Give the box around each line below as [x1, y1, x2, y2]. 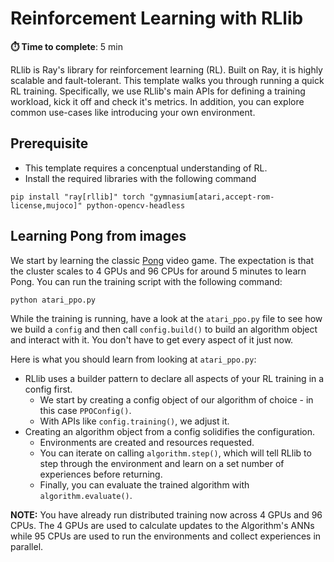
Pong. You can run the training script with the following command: [10, 275, 283, 287]
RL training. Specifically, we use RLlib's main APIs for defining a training [10, 85, 306, 97]
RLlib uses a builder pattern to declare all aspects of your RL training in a [24, 372, 325, 384]
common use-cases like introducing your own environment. [10, 106, 256, 118]
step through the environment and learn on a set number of [39, 457, 285, 469]
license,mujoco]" [10, 200, 83, 211]
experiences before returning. [39, 468, 163, 480]
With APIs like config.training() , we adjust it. [39, 415, 230, 427]
